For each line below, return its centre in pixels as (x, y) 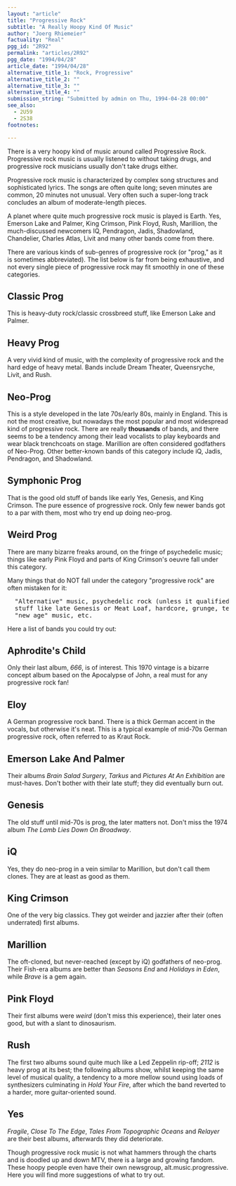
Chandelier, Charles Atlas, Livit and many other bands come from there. (111, 238)
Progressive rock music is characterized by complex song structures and (113, 179)
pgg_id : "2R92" (29, 46)
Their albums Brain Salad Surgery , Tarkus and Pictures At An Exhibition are (116, 776)
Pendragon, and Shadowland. (50, 459)
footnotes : (23, 125)
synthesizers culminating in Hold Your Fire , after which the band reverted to (117, 1085)
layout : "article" (34, 14)
